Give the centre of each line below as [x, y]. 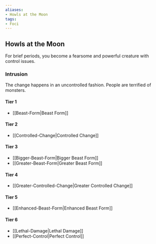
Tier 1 [11, 102]
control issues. [20, 61]
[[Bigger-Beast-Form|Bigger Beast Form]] [55, 158]
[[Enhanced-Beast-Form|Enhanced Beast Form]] [62, 208]
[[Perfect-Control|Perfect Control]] [48, 236]
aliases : [14, 10]
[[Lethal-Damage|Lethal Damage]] [48, 231]
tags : [11, 19]
